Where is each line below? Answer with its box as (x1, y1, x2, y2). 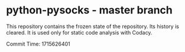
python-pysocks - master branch (6, 4, 173, 17)
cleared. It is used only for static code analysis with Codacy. (6, 29, 152, 36)
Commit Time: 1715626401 (6, 40, 70, 47)
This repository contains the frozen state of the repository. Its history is (6, 23, 179, 30)
